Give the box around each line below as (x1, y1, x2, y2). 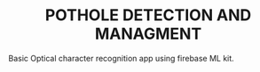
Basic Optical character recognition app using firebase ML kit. (8, 53, 234, 63)
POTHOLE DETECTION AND (44, 5, 252, 25)
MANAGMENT (94, 24, 202, 44)
